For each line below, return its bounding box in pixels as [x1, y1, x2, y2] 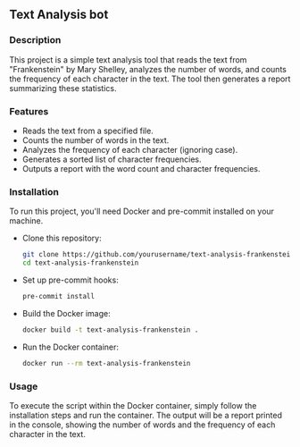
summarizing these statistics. [9, 82, 117, 93]
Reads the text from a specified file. [21, 125, 154, 136]
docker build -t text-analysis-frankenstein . [21, 325, 199, 334]
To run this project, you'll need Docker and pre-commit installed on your [9, 206, 275, 217]
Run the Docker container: [21, 342, 119, 352]
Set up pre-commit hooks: [21, 274, 119, 285]
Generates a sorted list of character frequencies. [21, 154, 203, 164]
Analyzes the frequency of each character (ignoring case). [21, 144, 238, 155]
